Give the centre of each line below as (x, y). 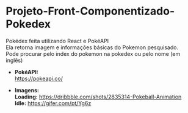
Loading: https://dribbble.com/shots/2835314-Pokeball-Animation (98, 97)
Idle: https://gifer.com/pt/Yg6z (53, 103)
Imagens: (27, 90)
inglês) (14, 60)
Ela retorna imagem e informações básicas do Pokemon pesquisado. (92, 47)
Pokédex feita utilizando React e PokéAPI (57, 41)
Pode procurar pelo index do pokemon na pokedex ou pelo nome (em (93, 53)
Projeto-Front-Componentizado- (90, 11)
